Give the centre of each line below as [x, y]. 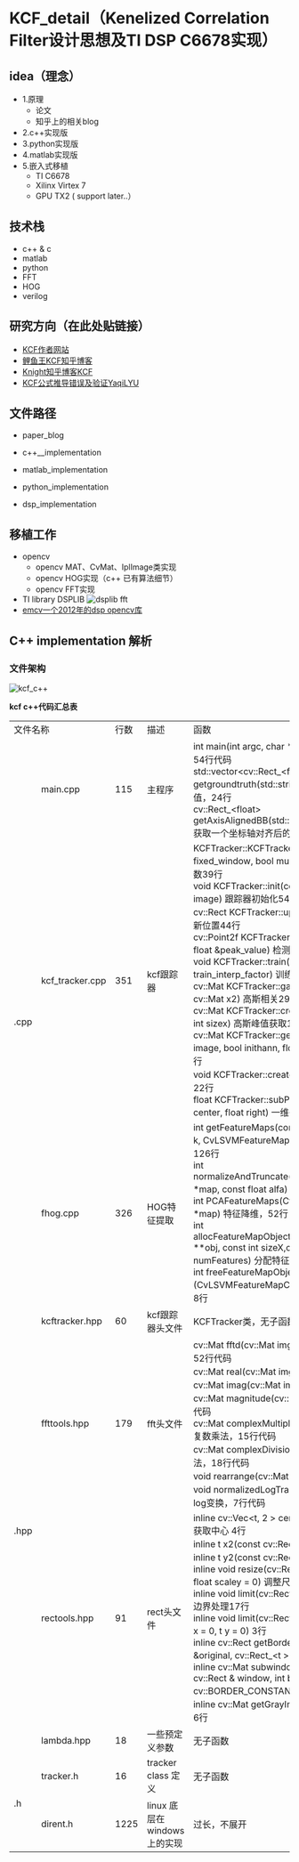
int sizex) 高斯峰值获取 [240, 1023]
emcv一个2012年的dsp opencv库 [82, 610]
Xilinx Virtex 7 [61, 185]
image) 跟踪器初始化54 [241, 898]
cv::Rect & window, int [239, 1678]
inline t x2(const [226, 1543]
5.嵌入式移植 [45, 166]
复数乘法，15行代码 [234, 1436]
